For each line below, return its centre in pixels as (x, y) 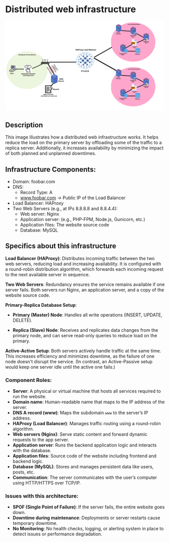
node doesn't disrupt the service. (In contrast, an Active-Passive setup (79, 361)
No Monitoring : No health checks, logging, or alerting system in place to (88, 529)
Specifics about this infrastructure (61, 246)
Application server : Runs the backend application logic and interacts (84, 445)
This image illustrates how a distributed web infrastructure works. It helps (82, 137)
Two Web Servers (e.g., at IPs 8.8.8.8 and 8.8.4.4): (65, 209)
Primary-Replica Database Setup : (41, 305)
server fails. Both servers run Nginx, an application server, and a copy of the (85, 290)
